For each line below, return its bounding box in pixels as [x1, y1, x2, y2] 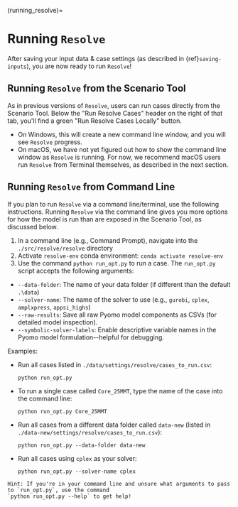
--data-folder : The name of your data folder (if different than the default [17, 280, 231, 288]
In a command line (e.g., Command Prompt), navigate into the [17, 236, 198, 244]
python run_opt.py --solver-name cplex [17, 468, 136, 475]
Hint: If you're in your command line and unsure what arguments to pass [7, 480, 231, 487]
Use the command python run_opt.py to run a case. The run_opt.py [17, 258, 216, 267]
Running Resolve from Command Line [7, 181, 175, 193]
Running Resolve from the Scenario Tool [7, 82, 186, 94]
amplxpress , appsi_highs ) [17, 302, 91, 311]
